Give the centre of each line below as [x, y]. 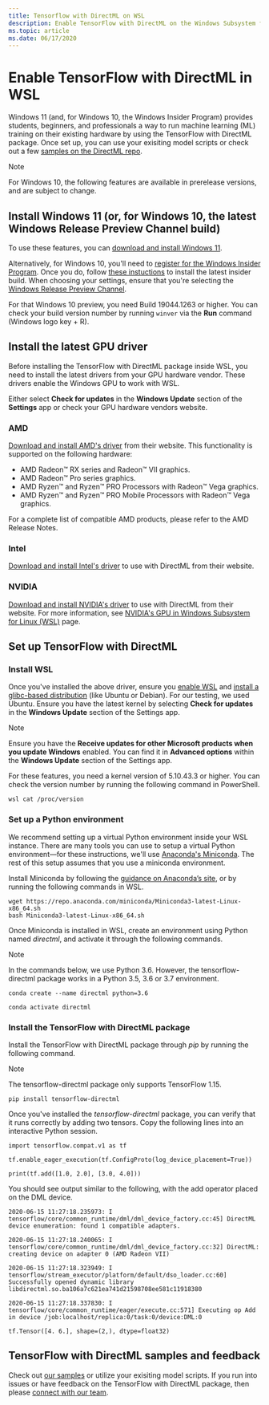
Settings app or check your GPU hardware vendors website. [108, 407]
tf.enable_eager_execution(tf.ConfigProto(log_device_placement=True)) [130, 1159]
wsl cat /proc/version [46, 799]
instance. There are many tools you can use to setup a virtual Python [122, 845]
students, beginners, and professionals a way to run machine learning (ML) [132, 126]
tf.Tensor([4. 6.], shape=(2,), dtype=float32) [89, 1331]
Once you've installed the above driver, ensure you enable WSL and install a [134, 687]
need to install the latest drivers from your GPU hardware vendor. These [127, 375]
